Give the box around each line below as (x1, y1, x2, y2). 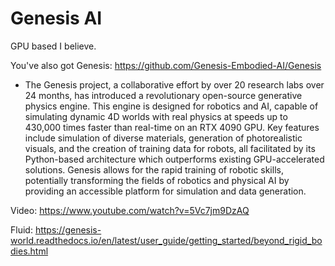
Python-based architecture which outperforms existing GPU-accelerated (24, 153, 325, 165)
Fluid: (10, 223, 33, 236)
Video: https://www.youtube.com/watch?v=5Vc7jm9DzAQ (10, 204, 250, 216)
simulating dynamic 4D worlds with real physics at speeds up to (24, 110, 288, 122)
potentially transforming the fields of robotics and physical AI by (24, 174, 290, 186)
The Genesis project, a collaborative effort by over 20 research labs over (24, 78, 325, 91)
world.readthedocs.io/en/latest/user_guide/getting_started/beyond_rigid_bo (10, 234, 323, 246)
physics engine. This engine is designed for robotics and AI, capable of (24, 100, 319, 112)
